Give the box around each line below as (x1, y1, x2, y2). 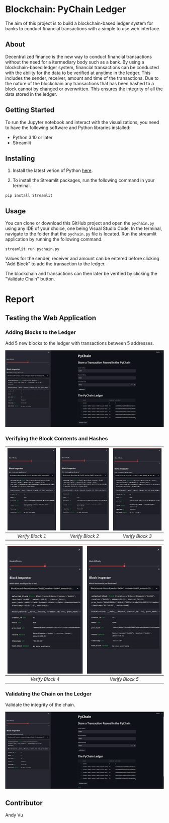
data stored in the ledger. (5, 91, 57, 97)
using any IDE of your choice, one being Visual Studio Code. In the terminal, (5, 225, 162, 231)
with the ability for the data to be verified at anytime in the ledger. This (5, 70, 151, 76)
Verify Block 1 (17, 533, 47, 539)
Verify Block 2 (70, 533, 100, 539)
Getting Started (5, 106, 55, 114)
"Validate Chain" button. (5, 276, 55, 282)
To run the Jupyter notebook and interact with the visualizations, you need (5, 119, 159, 125)
